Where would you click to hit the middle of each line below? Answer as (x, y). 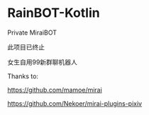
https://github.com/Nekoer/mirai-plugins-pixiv (75, 103)
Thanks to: (23, 76)
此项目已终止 (26, 47)
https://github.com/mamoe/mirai (55, 90)
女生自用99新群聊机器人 (43, 62)
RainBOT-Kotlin (54, 13)
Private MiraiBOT (32, 32)
